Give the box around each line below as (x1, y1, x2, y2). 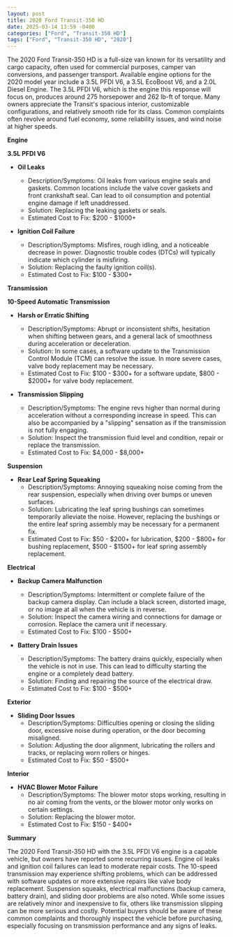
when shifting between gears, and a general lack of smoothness (27, 332, 213, 341)
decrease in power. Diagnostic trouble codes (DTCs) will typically (27, 248, 216, 257)
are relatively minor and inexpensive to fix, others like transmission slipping (7, 899, 223, 908)
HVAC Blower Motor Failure (17, 783, 98, 792)
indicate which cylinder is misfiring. (27, 256, 130, 264)
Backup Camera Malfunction (17, 577, 103, 585)
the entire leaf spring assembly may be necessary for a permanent (27, 520, 220, 529)
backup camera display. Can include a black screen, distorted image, (27, 598, 227, 606)
